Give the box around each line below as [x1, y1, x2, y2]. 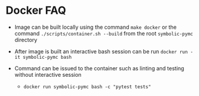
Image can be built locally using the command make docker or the [14, 23, 177, 31]
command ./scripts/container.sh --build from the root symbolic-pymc [14, 29, 194, 37]
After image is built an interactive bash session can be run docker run [14, 47, 188, 55]
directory [14, 36, 38, 43]
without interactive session [14, 71, 82, 78]
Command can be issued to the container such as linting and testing [14, 64, 184, 72]
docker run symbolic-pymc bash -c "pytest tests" [23, 83, 152, 90]
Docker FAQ [5, 4, 67, 17]
